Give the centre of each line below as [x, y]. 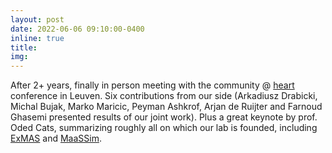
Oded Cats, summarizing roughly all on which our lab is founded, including [164, 128]
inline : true [37, 38]
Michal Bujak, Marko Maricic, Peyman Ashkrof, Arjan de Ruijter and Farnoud [166, 107]
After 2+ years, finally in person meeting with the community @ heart [152, 85]
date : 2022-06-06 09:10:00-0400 [77, 29]
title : [24, 47]
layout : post [37, 19]
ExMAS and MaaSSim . [56, 138]
